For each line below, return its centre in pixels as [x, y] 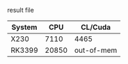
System [24, 27]
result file [21, 10]
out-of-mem [96, 50]
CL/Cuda [96, 27]
